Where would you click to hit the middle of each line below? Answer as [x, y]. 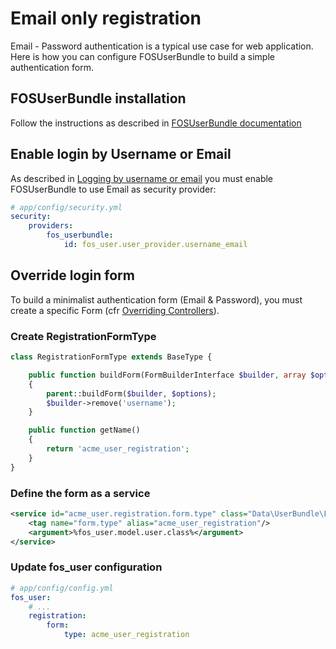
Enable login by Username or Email [121, 154]
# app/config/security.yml [66, 207]
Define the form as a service [80, 493]
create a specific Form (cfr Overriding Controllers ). [115, 310]
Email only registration [106, 18]
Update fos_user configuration [86, 567]
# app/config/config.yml [62, 588]
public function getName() [84, 430]
